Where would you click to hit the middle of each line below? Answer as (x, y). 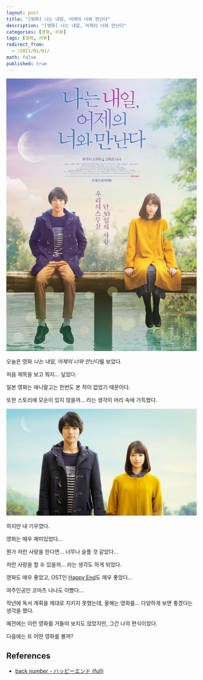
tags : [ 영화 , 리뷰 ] (28, 38)
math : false (21, 57)
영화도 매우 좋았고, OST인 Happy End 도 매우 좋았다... (69, 577)
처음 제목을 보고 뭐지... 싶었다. (42, 374)
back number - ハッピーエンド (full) (59, 671)
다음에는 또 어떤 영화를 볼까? (40, 637)
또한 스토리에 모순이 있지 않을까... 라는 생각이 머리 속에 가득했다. (82, 400)
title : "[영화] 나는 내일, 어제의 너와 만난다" (58, 19)
